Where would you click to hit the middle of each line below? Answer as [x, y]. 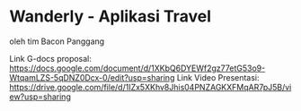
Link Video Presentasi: [218, 77]
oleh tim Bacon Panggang [57, 41]
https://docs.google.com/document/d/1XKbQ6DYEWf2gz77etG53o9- [137, 68]
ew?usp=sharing [40, 97]
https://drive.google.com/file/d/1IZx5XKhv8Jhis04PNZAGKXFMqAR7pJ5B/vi [150, 87]
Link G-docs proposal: [51, 58]
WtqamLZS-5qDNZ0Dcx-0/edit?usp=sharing [92, 77]
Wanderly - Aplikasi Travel [110, 17]
